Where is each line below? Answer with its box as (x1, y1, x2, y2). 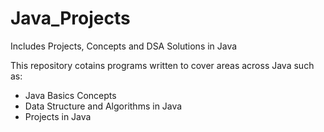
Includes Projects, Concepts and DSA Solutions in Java (10, 40, 238, 52)
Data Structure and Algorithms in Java (24, 100, 183, 112)
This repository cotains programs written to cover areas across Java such (10, 59, 315, 71)
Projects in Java (24, 110, 92, 122)
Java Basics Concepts (24, 89, 117, 101)
